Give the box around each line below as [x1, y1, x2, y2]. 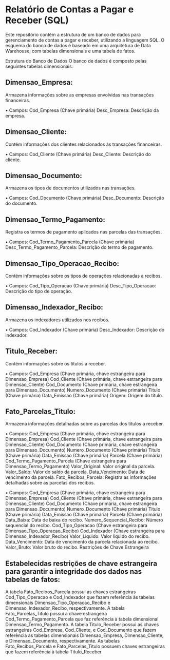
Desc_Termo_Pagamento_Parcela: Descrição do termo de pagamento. [5, 244, 154, 250]
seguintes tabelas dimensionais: [5, 63, 73, 69]
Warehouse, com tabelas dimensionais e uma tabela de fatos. [5, 48, 136, 54]
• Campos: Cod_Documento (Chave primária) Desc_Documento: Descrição [5, 195, 164, 201]
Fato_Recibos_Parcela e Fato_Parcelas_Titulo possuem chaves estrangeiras [5, 643, 165, 650]
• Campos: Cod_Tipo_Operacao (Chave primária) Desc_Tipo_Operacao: [5, 283, 157, 288]
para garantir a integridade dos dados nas [5, 567, 142, 576]
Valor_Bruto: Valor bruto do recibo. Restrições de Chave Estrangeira [5, 544, 149, 550]
